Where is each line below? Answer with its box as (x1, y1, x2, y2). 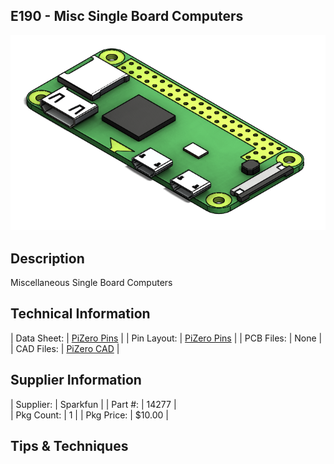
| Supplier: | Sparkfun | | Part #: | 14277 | (10, 398, 177, 410)
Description (10, 250, 85, 267)
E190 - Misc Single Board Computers (10, 8, 244, 25)
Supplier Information (10, 372, 142, 389)
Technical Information (10, 305, 151, 323)
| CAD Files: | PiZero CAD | (10, 342, 120, 354)
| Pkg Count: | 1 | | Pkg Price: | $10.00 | (10, 409, 169, 421)
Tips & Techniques (10, 438, 129, 455)
